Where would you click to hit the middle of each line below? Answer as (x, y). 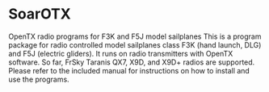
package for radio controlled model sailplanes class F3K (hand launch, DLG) (135, 44)
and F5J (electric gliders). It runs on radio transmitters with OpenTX (121, 53)
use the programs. (39, 79)
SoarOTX (40, 14)
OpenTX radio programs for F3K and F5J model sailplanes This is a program (135, 36)
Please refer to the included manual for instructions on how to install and (129, 70)
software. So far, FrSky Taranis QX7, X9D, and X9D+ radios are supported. (132, 62)
